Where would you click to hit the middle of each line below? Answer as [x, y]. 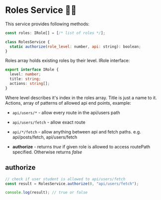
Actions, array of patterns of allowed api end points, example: [68, 103]
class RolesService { [28, 42]
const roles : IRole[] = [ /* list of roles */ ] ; [55, 33]
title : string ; [25, 79]
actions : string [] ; [30, 84]
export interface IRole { [32, 70]
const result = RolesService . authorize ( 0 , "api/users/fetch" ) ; [72, 184]
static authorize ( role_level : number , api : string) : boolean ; [75, 47]
